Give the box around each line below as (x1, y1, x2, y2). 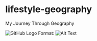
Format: (38, 30, 55, 36)
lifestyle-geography (5, 4, 92, 15)
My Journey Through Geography (5, 20, 75, 26)
